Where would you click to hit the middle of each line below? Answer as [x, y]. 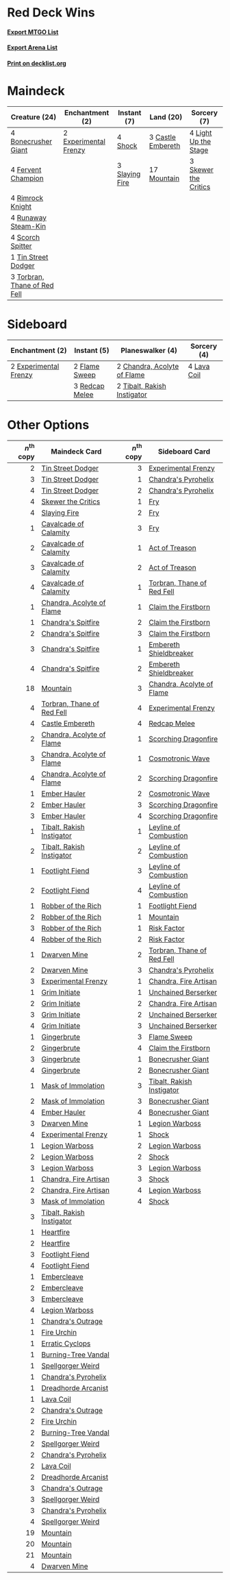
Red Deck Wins [51, 13]
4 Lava [199, 366]
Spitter [21, 246]
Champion [27, 178]
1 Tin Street [29, 257]
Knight [21, 206]
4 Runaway [28, 217]
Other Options [48, 425]
